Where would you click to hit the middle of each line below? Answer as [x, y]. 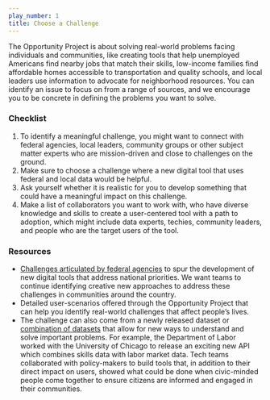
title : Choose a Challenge [54, 23]
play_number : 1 [34, 16]
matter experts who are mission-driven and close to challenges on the [136, 153]
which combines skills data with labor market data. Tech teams [125, 355]
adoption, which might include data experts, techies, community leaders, [141, 222]
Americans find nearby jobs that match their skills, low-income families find [133, 63]
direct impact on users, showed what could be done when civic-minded [139, 372]
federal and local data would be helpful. [86, 179]
